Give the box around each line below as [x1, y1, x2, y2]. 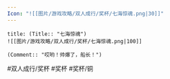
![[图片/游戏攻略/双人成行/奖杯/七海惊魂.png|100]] [7, 37, 142, 45]
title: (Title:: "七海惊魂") [7, 30, 87, 37]
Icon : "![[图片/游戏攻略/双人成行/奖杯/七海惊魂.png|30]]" [7, 10, 164, 17]
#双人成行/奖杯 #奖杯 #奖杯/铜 [7, 64, 93, 73]
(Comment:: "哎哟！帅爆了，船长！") [7, 51, 102, 58]
